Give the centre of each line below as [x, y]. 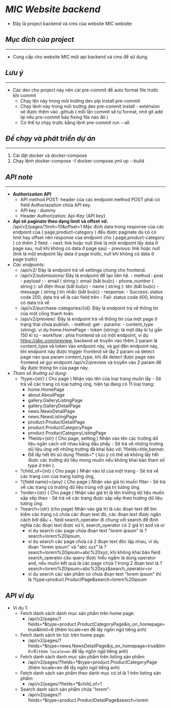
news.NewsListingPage [52, 417]
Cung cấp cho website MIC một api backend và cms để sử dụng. [80, 57]
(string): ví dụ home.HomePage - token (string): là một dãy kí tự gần [91, 330]
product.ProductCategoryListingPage [67, 433]
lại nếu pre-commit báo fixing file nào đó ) [64, 117]
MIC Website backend [53, 9]
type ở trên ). [41, 465]
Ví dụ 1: [20, 608]
